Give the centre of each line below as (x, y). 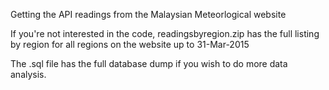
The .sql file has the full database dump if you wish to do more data (149, 63)
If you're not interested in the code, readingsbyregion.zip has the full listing (165, 33)
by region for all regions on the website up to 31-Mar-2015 (130, 44)
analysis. (28, 74)
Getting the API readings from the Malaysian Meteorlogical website (148, 14)
